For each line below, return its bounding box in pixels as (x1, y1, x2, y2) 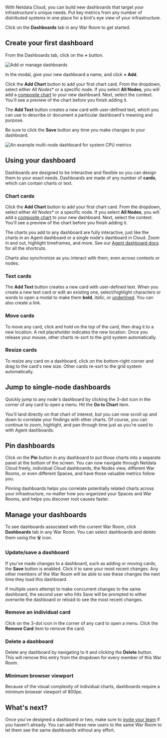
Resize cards (5, 346, 37, 353)
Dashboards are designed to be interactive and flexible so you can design (5, 169, 157, 175)
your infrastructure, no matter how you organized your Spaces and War (5, 491, 152, 497)
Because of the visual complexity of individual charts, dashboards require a (5, 684, 161, 690)
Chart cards (5, 192, 35, 199)
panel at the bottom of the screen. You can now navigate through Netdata (5, 460, 157, 466)
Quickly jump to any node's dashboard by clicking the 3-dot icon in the (5, 396, 151, 402)
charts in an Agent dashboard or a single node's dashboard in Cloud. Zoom (5, 234, 160, 241)
